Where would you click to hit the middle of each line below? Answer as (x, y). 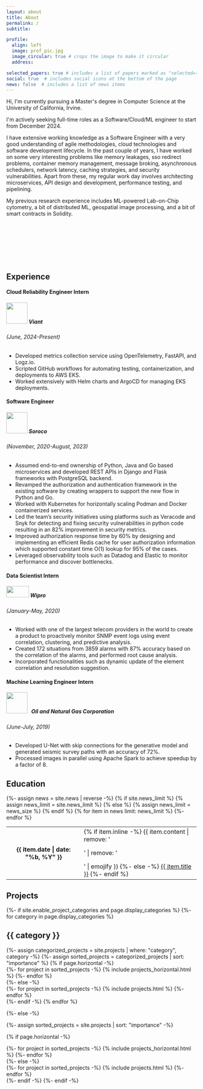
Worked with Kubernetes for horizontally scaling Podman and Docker (101, 504)
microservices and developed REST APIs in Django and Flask (91, 472)
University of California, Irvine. (44, 108)
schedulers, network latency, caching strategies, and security (83, 170)
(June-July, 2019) (28, 727)
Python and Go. (34, 497)
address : (23, 62)
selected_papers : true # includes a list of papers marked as (86, 73)
